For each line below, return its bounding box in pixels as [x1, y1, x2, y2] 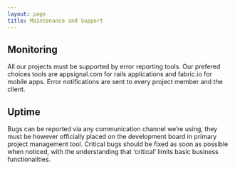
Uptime [7, 106, 41, 118]
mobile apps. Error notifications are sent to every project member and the [7, 78, 223, 86]
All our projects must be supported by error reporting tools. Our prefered [7, 62, 221, 71]
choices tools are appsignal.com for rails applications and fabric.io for [7, 70, 212, 78]
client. [7, 85, 26, 93]
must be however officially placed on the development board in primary [7, 133, 217, 141]
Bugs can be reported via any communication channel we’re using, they [7, 125, 218, 133]
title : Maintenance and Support [7, 17, 103, 24]
